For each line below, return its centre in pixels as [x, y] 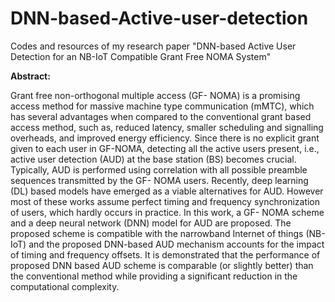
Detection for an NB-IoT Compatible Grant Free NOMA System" [141, 56]
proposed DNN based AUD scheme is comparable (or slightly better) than [162, 265]
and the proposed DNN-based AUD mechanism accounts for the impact [176, 244]
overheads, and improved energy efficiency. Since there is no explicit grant [165, 138]
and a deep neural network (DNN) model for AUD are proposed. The [151, 223]
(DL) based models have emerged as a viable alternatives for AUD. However [167, 191]
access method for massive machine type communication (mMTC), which [162, 106]
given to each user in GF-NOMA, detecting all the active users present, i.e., [165, 148]
